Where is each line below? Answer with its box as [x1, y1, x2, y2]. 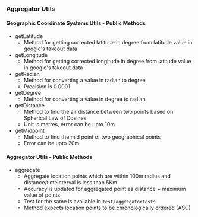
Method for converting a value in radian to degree [23, 76, 146, 84]
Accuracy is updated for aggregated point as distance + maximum [23, 186, 186, 193]
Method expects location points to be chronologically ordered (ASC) [23, 204, 191, 212]
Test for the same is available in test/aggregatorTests [23, 198, 156, 205]
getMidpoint [14, 127, 45, 135]
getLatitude [14, 33, 43, 40]
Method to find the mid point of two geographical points [23, 133, 161, 141]
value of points [23, 192, 61, 199]
